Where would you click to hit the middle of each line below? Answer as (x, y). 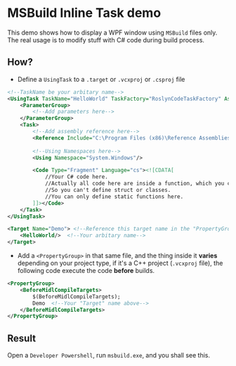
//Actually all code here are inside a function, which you (135, 184)
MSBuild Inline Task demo (84, 13)
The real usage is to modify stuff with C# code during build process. (106, 39)
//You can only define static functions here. (114, 196)
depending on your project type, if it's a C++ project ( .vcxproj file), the (120, 263)
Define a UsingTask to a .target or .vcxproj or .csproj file (101, 79)
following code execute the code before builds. (86, 270)
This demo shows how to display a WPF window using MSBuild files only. (112, 32)
